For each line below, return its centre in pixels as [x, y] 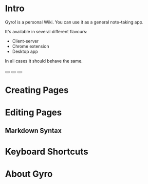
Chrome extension [31, 46]
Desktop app [25, 51]
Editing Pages [33, 113]
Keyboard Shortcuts [47, 151]
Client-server [25, 41]
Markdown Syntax [33, 130]
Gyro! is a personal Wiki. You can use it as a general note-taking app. [74, 22]
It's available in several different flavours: [46, 31]
